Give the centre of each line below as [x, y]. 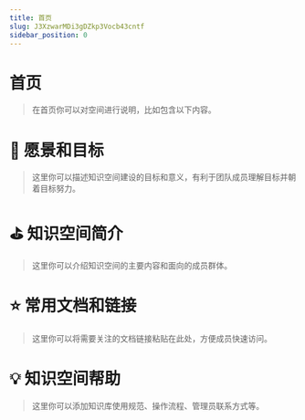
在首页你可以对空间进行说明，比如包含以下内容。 [124, 110]
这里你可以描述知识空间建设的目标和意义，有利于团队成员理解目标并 [160, 177]
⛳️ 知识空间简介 [66, 234]
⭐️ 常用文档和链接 [73, 306]
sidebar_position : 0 [49, 35]
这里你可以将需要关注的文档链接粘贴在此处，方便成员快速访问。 [152, 339]
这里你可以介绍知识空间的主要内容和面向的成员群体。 [132, 266]
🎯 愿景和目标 [57, 150]
